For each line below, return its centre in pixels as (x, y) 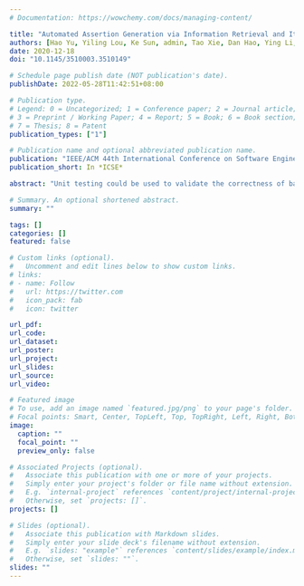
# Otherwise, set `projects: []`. (78, 501)
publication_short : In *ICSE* (66, 168)
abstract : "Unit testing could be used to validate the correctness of (147, 184)
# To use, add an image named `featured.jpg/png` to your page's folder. (152, 408)
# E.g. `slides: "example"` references (89, 551)
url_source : (32, 375)
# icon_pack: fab (46, 300)
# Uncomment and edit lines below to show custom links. (123, 267)
